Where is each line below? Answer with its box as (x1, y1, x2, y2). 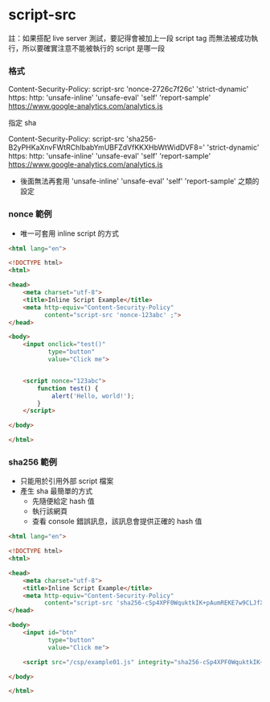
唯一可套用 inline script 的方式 (19, 228, 119, 238)
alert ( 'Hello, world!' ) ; (51, 392, 135, 400)
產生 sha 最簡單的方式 (19, 486, 93, 496)
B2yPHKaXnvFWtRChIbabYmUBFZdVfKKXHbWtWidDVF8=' (8, 142, 206, 152)
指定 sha (8, 118, 37, 128)
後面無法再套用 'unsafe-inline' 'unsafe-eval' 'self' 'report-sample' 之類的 (19, 176, 260, 186)
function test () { (37, 384, 99, 392)
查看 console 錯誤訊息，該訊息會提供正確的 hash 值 (31, 517, 202, 526)
